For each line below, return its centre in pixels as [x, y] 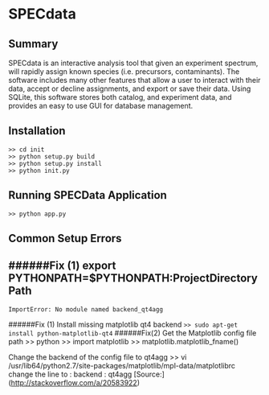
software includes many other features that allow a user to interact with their [134, 80]
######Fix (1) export [62, 266]
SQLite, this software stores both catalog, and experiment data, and [120, 97]
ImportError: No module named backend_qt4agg [86, 309]
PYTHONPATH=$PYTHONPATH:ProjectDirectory [133, 278]
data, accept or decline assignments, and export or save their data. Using [130, 88]
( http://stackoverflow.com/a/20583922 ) [74, 382]
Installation [37, 131]
